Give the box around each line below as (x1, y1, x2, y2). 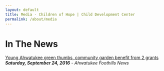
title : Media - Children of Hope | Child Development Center (5, 12, 135, 17)
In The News (5, 38, 58, 49)
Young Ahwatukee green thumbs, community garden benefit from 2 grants (5, 54, 159, 60)
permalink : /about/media (5, 16, 57, 21)
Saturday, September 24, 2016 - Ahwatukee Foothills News (5, 60, 129, 66)
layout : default (5, 7, 39, 12)
